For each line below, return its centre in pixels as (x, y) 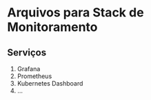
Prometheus (34, 76)
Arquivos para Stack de (75, 13)
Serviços (27, 52)
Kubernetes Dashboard (50, 83)
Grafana (29, 69)
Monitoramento (52, 27)
